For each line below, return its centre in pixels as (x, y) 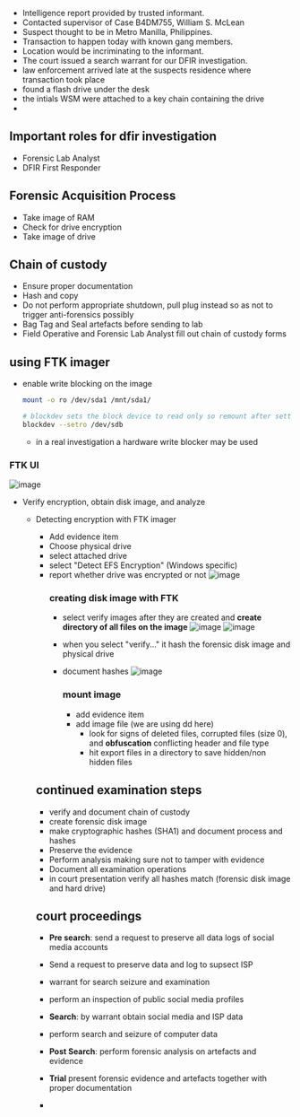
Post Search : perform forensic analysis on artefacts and (153, 1052)
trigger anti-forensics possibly (78, 315)
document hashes (96, 671)
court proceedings (89, 916)
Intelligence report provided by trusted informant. (113, 13)
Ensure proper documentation (77, 286)
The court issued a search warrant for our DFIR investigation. (135, 61)
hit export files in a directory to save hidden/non (178, 752)
